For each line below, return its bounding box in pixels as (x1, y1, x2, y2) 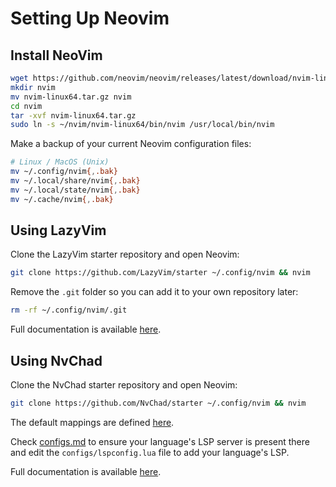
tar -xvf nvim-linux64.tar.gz (10, 110, 137, 121)
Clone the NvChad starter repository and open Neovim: (10, 379, 238, 391)
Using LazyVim (10, 222, 107, 239)
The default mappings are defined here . (10, 416, 175, 428)
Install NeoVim (10, 47, 103, 64)
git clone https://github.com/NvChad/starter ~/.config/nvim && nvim (10, 398, 307, 408)
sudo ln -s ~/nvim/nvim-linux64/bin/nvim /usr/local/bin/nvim (10, 120, 275, 130)
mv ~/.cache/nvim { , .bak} (10, 194, 114, 204)
